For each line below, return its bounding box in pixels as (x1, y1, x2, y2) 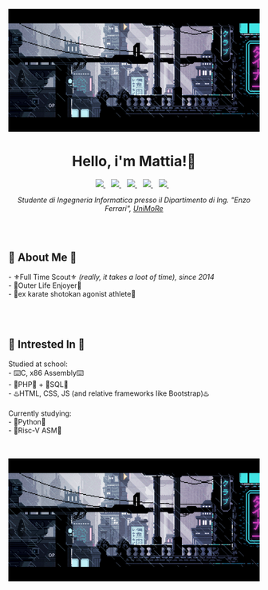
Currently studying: (8, 409, 72, 418)
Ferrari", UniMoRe (104, 203, 164, 213)
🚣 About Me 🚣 (8, 251, 77, 265)
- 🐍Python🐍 (8, 417, 46, 426)
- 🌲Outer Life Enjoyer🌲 (8, 281, 82, 290)
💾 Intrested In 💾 (8, 337, 85, 352)
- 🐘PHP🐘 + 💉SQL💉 (8, 379, 69, 389)
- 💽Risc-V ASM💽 (8, 425, 62, 435)
